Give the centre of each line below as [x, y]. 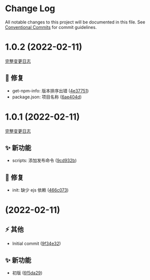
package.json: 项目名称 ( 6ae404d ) [47, 97]
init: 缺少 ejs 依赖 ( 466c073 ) [40, 190]
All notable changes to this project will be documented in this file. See [75, 22]
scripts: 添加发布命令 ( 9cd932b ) [44, 161]
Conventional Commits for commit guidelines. [51, 27]
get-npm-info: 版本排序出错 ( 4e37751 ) [50, 90]
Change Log [30, 9]
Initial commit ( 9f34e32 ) [36, 244]
